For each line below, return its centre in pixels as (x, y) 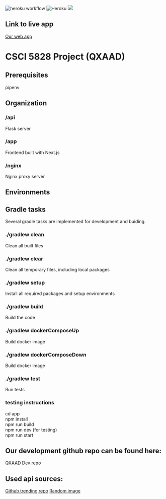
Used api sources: (34, 479)
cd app (13, 413)
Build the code (20, 318)
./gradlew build (24, 307)
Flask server (18, 128)
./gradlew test (23, 379)
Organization (26, 103)
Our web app (19, 36)
